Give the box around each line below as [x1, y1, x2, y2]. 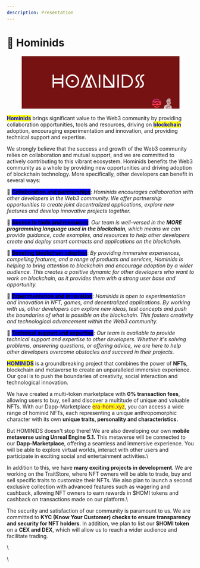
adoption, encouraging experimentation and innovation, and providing [7, 127, 178, 134]
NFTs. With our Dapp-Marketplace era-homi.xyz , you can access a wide [7, 402, 184, 410]
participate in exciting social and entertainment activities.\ [7, 452, 149, 460]
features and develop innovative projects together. [7, 207, 131, 214]
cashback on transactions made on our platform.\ [7, 495, 128, 503]
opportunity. [7, 280, 37, 288]
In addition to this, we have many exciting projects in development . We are [7, 464, 193, 471]
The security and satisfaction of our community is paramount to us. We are [7, 507, 191, 514]
